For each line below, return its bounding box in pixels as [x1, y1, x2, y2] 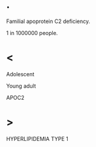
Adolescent [6, 70, 35, 77]
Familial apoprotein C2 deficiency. [6, 18, 91, 25]
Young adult [6, 82, 36, 90]
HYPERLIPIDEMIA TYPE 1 [6, 135, 68, 142]
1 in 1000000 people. [6, 29, 58, 36]
